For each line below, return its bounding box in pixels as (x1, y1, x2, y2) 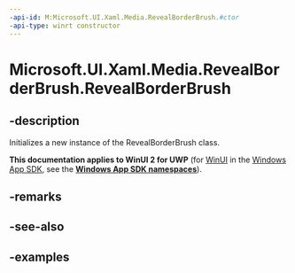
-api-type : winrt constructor (9, 21, 121, 30)
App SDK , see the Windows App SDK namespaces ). (9, 163, 202, 174)
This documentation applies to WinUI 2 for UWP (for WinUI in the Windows (9, 154, 286, 165)
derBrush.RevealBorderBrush (9, 78, 232, 98)
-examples (9, 249, 70, 264)
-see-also (9, 219, 65, 235)
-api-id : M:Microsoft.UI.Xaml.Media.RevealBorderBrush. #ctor (9, 12, 240, 22)
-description (9, 113, 80, 129)
